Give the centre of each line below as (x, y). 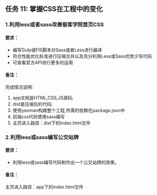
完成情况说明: (19, 87)
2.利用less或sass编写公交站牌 (42, 137)
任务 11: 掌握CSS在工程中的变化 (54, 9)
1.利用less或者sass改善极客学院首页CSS (55, 25)
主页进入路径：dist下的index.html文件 (51, 123)
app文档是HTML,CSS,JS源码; (43, 98)
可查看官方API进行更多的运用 (43, 62)
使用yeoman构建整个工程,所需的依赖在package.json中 (69, 110)
